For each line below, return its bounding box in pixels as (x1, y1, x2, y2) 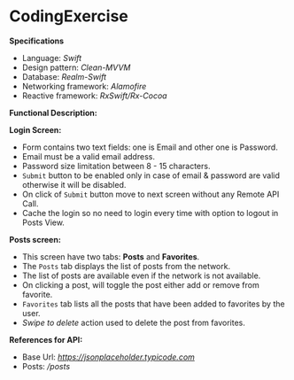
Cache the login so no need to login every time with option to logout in (21, 207, 279, 218)
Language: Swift (21, 52, 82, 63)
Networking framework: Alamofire (21, 81, 147, 91)
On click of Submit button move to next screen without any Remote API (21, 189, 280, 199)
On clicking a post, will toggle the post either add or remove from (21, 279, 259, 290)
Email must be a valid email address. (21, 151, 155, 161)
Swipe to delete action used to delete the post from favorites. (21, 317, 246, 328)
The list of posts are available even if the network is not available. (21, 270, 261, 281)
